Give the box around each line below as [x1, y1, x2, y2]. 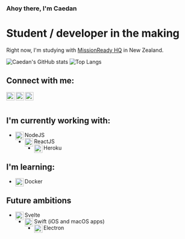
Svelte [24, 211, 40, 218]
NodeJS [24, 132, 45, 139]
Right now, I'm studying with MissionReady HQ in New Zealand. [6, 46, 164, 54]
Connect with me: [6, 75, 75, 86]
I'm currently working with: [6, 116, 111, 126]
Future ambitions [6, 195, 72, 206]
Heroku [43, 144, 62, 151]
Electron [43, 225, 64, 232]
